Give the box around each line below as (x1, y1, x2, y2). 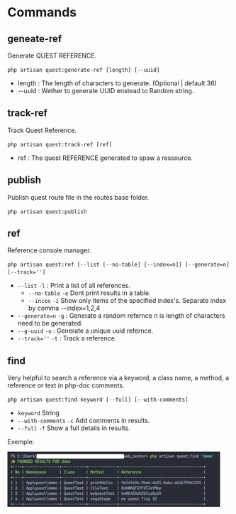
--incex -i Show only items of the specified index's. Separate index (28, 296, 227, 305)
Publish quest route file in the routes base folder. (7, 193, 150, 201)
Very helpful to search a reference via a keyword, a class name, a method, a (7, 374, 230, 382)
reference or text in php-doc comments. (7, 381, 125, 390)
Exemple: (7, 438, 35, 446)
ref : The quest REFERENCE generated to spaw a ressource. (17, 154, 193, 162)
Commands (7, 4, 77, 21)
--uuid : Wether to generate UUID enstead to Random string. (17, 87, 194, 95)
